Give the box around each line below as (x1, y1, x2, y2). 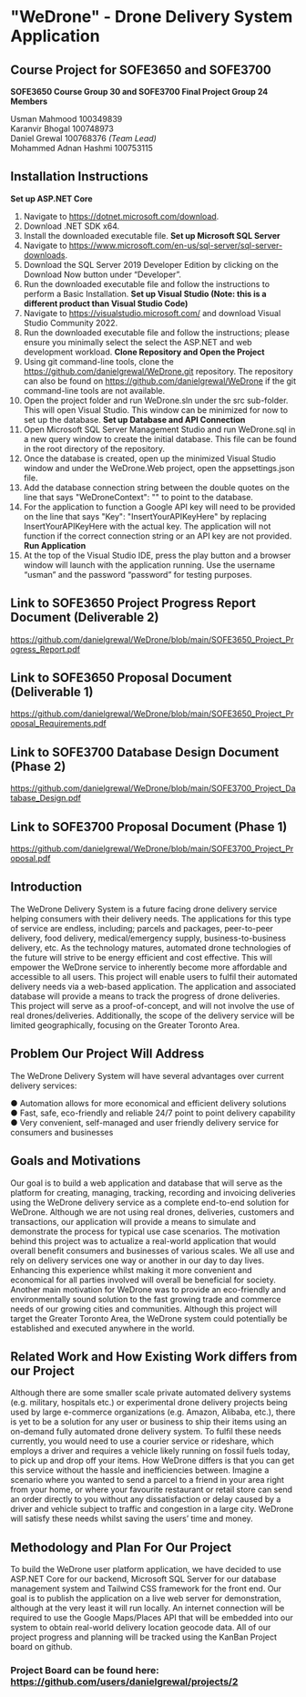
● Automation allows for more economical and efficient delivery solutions (10, 1097, 287, 1108)
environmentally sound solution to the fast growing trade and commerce (10, 1293, 281, 1304)
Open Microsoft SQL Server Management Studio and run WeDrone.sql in (23, 424, 296, 435)
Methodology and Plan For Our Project (10, 1539, 232, 1555)
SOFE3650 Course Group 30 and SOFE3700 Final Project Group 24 (10, 87, 269, 97)
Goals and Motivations (10, 1153, 141, 1168)
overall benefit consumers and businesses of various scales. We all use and (10, 1245, 295, 1256)
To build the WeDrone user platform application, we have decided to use (10, 1564, 281, 1575)
